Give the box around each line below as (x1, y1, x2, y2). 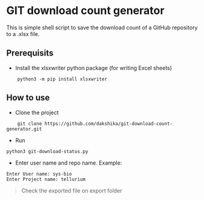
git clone (17, 120, 43, 127)
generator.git (6, 126, 43, 132)
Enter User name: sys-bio (6, 171, 72, 177)
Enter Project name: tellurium (6, 176, 86, 182)
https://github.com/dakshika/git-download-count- (44, 120, 173, 127)
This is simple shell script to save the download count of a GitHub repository (6, 24, 198, 31)
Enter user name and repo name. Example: (15, 159, 122, 166)
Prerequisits (6, 48, 54, 59)
